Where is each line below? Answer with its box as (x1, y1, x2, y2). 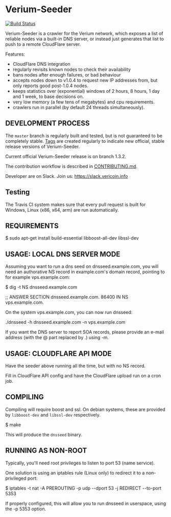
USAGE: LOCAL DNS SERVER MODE (5, 250, 120, 258)
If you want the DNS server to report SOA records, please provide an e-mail (5, 329, 164, 335)
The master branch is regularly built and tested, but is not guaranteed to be (5, 133, 162, 139)
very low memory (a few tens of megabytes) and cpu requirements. (12, 98, 155, 105)
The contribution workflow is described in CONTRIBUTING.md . (5, 163, 138, 169)
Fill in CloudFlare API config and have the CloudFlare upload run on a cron (5, 373, 161, 378)
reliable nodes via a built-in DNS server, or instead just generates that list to (5, 36, 164, 42)
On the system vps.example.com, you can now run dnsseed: (5, 309, 133, 316)
